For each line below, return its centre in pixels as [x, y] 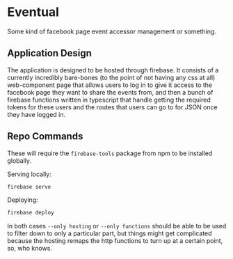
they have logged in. [37, 114]
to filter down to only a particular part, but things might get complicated [110, 233]
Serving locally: [30, 174]
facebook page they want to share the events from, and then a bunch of [110, 92]
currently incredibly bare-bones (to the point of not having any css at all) [111, 77]
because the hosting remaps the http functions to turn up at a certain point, [115, 241]
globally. [19, 160]
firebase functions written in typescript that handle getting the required [109, 100]
